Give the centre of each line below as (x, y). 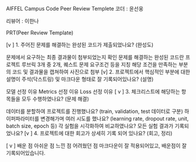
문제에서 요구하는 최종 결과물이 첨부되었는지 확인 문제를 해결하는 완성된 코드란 (95, 57)
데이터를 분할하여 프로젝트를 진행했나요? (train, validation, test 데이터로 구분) (94, 111)
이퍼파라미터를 (23, 118)
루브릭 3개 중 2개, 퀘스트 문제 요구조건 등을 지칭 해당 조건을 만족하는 (99, 64)
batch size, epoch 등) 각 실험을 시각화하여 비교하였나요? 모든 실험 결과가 (90, 126)
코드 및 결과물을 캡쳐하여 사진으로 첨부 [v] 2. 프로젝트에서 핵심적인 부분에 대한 (101, 72)
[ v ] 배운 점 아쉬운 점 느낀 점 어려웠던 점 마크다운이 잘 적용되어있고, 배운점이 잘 (97, 146)
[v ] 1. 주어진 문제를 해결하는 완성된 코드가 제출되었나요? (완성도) (80, 45)
